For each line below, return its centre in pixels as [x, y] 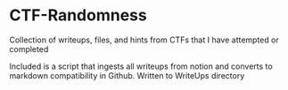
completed [29, 49]
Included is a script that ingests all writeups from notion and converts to [141, 66]
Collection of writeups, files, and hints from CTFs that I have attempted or [144, 40]
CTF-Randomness [78, 15]
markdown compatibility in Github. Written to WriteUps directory [127, 75]
